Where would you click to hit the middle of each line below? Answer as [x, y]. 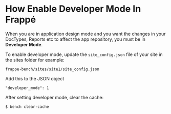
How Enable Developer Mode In [73, 9]
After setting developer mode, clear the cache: [55, 97]
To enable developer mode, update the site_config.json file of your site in [84, 54]
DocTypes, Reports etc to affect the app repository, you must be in [76, 39]
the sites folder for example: [35, 60]
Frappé [21, 20]
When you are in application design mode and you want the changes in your [85, 34]
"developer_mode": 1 [27, 88]
